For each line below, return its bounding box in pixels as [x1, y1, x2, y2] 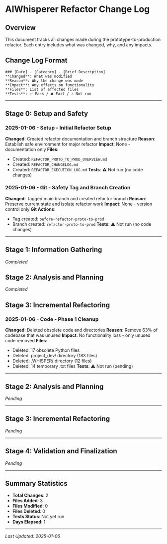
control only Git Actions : [5, 206, 56, 212]
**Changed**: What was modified [5, 74, 72, 79]
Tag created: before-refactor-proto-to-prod [12, 216, 104, 222]
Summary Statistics [5, 479, 68, 488]
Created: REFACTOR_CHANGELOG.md [12, 161, 79, 167]
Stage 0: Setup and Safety [5, 110, 88, 118]
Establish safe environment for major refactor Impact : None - [5, 141, 131, 147]
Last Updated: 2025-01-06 [5, 533, 61, 539]
